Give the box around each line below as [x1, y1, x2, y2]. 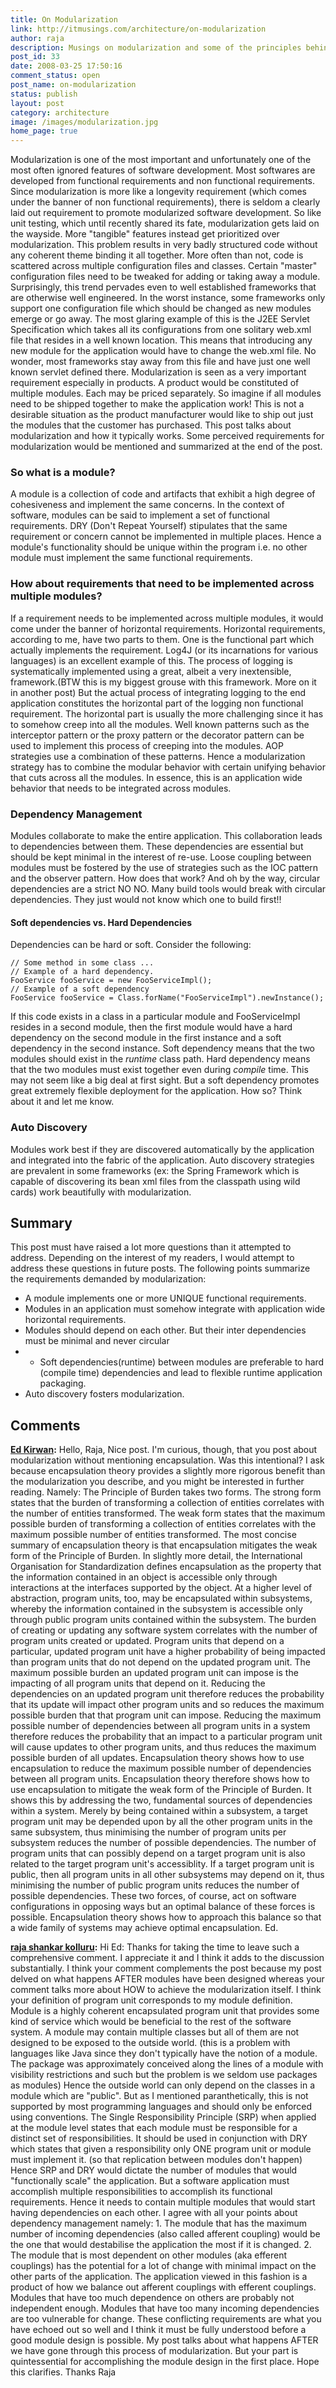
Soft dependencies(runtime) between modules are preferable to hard [39, 1356, 325, 1368]
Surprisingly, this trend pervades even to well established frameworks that [10, 281, 317, 293]
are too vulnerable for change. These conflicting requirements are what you [10, 2313, 322, 2325]
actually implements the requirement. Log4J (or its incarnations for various [10, 644, 319, 656]
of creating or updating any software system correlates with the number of [10, 1624, 318, 1636]
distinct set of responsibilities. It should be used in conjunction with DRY [10, 2132, 308, 2145]
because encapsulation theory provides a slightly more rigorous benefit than [10, 1465, 326, 1477]
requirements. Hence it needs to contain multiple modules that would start [10, 2196, 316, 2208]
